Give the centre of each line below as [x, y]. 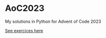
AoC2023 [25, 8]
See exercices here [24, 30]
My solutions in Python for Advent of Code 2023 [53, 21]
